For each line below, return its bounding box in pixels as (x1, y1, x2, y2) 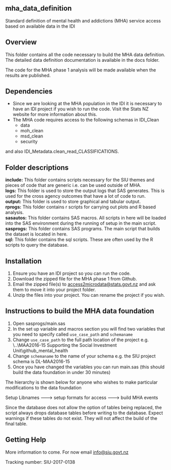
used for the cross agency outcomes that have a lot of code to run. (5, 193, 146, 199)
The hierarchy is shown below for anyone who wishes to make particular (5, 379, 158, 385)
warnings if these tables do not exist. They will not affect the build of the (5, 415, 157, 421)
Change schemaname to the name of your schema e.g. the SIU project (12, 353, 156, 359)
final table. (5, 420, 28, 427)
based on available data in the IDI (5, 23, 76, 29)
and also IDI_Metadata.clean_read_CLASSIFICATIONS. (5, 148, 119, 155)
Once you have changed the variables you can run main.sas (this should (12, 364, 165, 370)
